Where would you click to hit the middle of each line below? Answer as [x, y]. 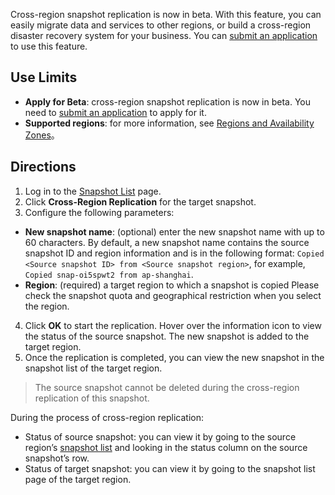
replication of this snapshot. [92, 398]
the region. [47, 306]
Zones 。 [42, 135]
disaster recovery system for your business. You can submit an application [164, 35]
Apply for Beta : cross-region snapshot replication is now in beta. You [168, 101]
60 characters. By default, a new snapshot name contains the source [167, 242]
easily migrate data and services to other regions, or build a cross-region [161, 25]
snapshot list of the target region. [93, 368]
